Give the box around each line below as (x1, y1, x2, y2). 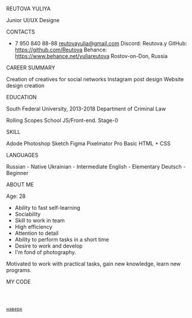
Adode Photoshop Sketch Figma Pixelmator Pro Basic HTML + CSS (6, 140, 171, 147)
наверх (6, 306, 23, 312)
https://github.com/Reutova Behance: (14, 46, 107, 53)
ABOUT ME (6, 181, 34, 188)
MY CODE (6, 278, 31, 285)
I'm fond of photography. (14, 249, 76, 256)
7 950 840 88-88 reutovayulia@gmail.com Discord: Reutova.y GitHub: (14, 40, 187, 47)
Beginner (6, 170, 29, 176)
